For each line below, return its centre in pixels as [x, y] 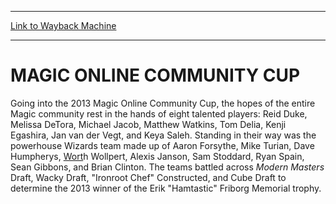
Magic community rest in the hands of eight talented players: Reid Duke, [159, 113]
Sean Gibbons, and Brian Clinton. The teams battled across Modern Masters [167, 167]
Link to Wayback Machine [63, 25]
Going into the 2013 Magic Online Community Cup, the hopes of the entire [163, 103]
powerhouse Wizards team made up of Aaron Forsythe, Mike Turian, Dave [162, 145]
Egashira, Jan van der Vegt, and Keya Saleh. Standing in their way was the [163, 135]
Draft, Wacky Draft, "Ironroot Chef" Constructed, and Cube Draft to [148, 177]
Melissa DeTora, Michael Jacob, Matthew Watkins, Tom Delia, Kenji [148, 124]
